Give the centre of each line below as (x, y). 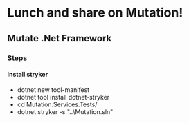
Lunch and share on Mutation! (95, 13)
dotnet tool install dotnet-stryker (63, 97)
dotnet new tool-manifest (53, 89)
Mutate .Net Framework (60, 38)
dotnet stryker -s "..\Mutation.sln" (65, 111)
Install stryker (28, 75)
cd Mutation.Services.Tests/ (57, 104)
